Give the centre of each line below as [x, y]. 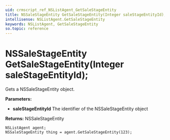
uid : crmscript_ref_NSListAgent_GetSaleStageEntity [61, 10]
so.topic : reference [27, 29]
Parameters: [18, 99]
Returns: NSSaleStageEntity [35, 119]
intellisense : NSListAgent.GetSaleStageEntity [55, 19]
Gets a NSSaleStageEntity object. [40, 89]
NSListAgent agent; [26, 128]
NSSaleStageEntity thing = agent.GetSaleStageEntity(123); [69, 132]
